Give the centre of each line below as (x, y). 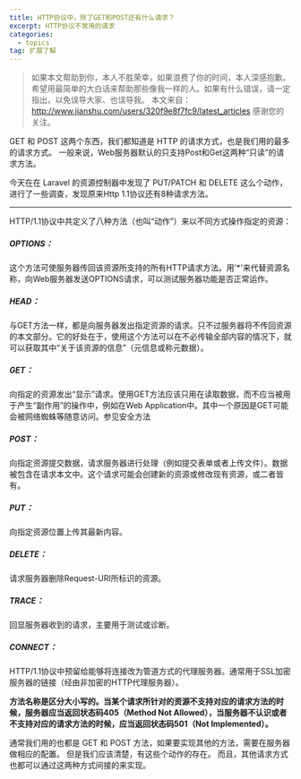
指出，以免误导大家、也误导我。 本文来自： (111, 100)
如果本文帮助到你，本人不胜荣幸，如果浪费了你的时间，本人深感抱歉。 (161, 78)
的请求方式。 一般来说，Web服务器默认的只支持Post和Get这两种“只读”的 (143, 152)
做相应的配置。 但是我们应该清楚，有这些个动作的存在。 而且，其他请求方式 (149, 754)
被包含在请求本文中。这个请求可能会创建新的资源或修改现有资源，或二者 (142, 474)
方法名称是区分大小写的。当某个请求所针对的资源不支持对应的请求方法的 (142, 701)
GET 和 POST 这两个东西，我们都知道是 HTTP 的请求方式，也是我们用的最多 (150, 141)
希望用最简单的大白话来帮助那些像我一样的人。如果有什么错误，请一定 (161, 89)
